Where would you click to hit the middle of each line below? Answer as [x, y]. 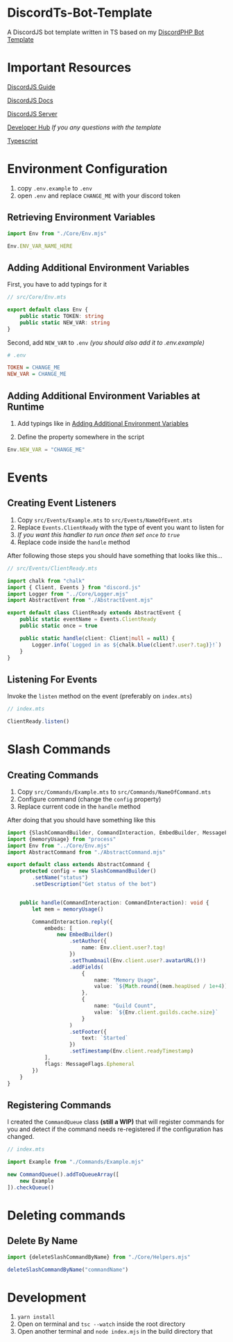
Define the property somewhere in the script [80, 437]
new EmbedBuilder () [85, 935]
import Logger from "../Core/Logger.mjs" [68, 594]
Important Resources [69, 68]
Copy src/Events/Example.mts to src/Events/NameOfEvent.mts [105, 520]
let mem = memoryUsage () [68, 909]
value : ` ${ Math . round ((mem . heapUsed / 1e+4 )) [161, 986]
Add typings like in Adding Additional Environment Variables [103, 423]
